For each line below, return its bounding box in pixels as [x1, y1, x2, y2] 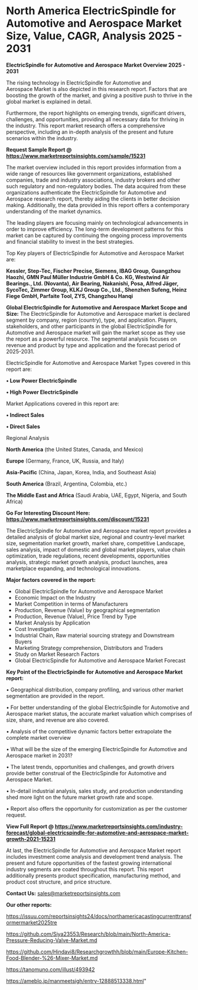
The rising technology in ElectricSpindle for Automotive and [6, 79, 151, 86]
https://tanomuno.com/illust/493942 [6, 966, 95, 973]
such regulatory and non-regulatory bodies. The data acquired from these [6, 182, 186, 190]
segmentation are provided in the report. [6, 692, 105, 699]
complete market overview [6, 734, 71, 741]
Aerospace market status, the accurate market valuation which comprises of [6, 710, 193, 717]
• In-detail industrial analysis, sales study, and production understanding [6, 787, 183, 794]
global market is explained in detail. [6, 98, 92, 105]
